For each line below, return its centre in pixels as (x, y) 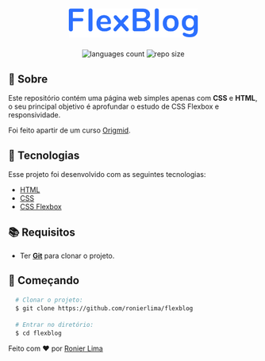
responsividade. (35, 115)
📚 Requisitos (42, 233)
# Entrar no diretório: (54, 325)
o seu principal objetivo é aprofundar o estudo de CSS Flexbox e (114, 106)
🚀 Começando (44, 280)
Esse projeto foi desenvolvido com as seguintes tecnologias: (107, 175)
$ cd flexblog (38, 333)
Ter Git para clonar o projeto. (67, 255)
